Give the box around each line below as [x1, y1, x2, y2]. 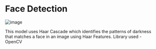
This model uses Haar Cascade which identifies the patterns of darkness [5, 28, 152, 34]
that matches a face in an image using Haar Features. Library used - [5, 34, 142, 39]
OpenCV [5, 38, 22, 44]
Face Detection [5, 3, 68, 14]
